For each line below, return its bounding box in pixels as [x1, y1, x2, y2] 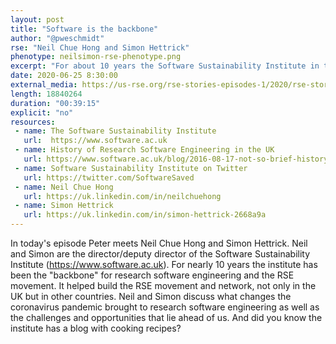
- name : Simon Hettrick [14, 201, 114, 211]
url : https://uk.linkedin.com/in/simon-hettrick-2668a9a [23, 210, 267, 220]
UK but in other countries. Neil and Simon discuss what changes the [10, 291, 292, 302]
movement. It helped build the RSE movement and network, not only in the [10, 280, 317, 291]
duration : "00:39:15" [10, 98, 101, 108]
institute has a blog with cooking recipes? [10, 322, 182, 334]
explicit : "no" [10, 107, 74, 118]
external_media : [10, 80, 78, 90]
